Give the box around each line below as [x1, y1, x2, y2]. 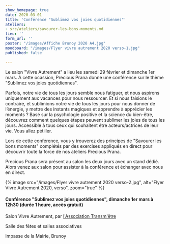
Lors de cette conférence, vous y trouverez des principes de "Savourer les [5, 138, 162, 144]
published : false [5, 50, 42, 55]
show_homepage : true [5, 7, 49, 13]
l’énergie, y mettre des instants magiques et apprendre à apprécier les [5, 106, 153, 112]
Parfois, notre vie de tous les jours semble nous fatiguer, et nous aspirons [5, 90, 160, 96]
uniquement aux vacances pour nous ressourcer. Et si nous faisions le [5, 95, 152, 101]
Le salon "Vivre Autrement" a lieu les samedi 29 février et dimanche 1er [5, 69, 155, 75]
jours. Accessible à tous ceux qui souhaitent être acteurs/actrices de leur [5, 122, 159, 128]
